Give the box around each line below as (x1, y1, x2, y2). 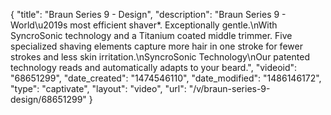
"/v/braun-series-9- (188, 83, 271, 94)
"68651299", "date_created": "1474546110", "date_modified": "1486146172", (10, 72, 322, 84)
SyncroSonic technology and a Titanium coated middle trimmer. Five (10, 30, 293, 41)
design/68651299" (10, 94, 87, 105)
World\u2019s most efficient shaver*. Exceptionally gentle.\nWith (10, 19, 278, 31)
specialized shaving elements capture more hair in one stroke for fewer (10, 40, 303, 52)
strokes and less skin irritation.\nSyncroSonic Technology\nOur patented (10, 51, 310, 63)
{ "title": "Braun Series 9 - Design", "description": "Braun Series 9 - (10, 9, 287, 20)
